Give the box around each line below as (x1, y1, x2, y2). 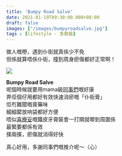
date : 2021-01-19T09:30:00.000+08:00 (6, 14, 100, 20)
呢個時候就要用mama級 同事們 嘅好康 (6, 86, 95, 93)
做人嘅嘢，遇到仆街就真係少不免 (6, 48, 85, 56)
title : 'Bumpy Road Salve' (6, 8, 73, 15)
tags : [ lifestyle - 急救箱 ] (6, 31, 76, 37)
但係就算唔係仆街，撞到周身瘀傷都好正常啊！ (6, 56, 116, 63)
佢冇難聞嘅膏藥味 (6, 101, 48, 108)
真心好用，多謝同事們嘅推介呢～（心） (6, 143, 100, 151)
